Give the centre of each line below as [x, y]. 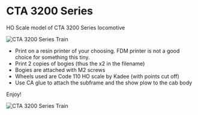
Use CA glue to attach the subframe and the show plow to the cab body [103, 83]
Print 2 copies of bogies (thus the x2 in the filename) [80, 63]
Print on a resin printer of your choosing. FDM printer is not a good [97, 51]
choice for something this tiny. [52, 57]
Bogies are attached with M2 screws [60, 69]
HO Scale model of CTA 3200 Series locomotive [66, 28]
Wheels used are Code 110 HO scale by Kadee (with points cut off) [97, 76]
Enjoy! [14, 94]
